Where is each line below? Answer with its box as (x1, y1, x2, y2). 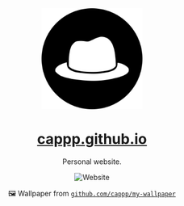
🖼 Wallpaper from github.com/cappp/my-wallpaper (8, 188, 176, 198)
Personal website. (62, 157, 122, 166)
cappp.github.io (36, 130, 148, 149)
